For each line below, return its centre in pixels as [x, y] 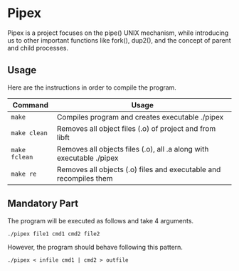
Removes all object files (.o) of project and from [136, 128]
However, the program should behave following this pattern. [95, 247]
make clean [29, 133]
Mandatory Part [43, 204]
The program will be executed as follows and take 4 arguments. [101, 220]
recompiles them [85, 178]
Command [30, 105]
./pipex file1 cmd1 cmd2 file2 [54, 234]
